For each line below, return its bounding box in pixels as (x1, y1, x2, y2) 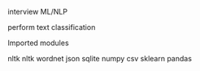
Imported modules (7, 38, 70, 48)
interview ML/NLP (7, 7, 68, 16)
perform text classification (7, 23, 96, 31)
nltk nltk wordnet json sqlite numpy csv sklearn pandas (7, 54, 193, 63)
